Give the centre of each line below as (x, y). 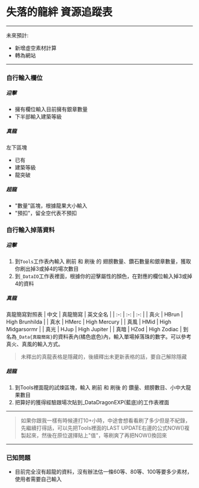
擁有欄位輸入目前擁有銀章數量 (51, 109)
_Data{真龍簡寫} (35, 337)
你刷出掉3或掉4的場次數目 (46, 268)
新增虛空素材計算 (36, 47)
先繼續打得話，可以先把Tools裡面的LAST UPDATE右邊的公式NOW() (102, 427)
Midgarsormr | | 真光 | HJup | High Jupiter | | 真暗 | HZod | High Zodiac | (94, 329)
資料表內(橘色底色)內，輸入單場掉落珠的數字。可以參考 (124, 337)
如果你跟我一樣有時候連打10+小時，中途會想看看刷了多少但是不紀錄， (105, 420)
